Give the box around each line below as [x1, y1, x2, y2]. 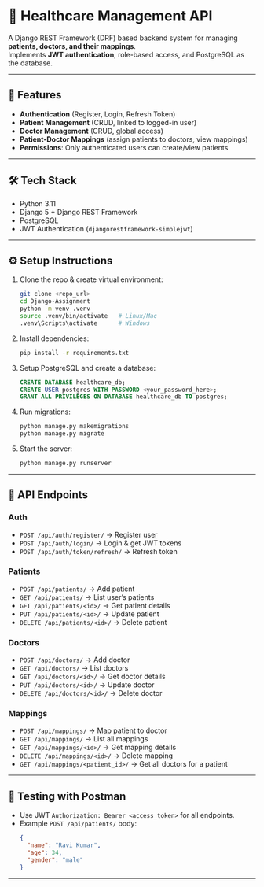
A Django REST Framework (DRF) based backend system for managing [8, 33, 238, 43]
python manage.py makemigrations [19, 423, 130, 431]
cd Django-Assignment [19, 298, 90, 305]
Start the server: [19, 444, 73, 453]
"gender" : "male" [27, 856, 84, 864]
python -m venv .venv [19, 305, 90, 313]
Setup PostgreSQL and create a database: [19, 363, 156, 372]
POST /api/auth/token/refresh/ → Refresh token [19, 546, 178, 556]
